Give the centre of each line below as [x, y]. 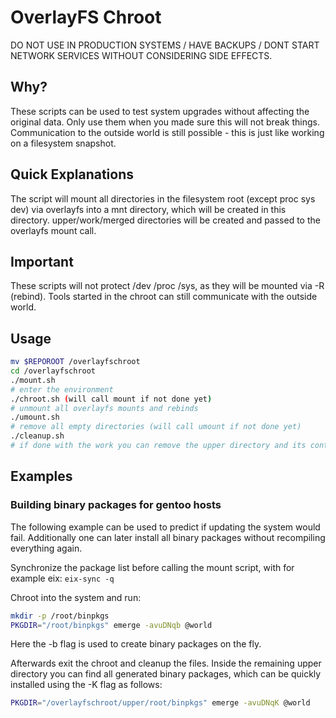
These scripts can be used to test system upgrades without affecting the [160, 111]
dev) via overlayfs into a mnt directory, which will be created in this [148, 209]
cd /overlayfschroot [53, 371]
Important [42, 261]
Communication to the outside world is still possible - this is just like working [167, 132]
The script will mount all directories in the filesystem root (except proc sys [163, 198]
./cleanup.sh [37, 436]
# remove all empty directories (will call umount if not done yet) [156, 427]
